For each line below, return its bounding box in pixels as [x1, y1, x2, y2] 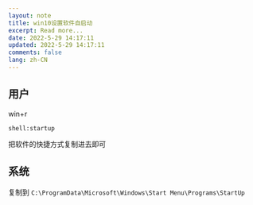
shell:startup [8, 124, 56, 132]
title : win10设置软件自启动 [8, 19, 93, 27]
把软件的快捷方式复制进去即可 [8, 139, 106, 149]
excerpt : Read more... [8, 26, 84, 34]
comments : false [8, 48, 62, 56]
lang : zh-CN [8, 56, 48, 64]
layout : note [8, 11, 52, 20]
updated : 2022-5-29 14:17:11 [8, 41, 105, 49]
